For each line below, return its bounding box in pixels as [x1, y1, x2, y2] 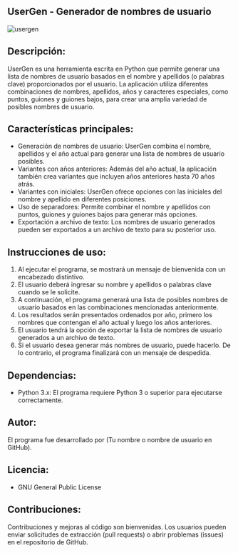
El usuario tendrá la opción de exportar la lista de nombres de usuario [17, 326, 222, 334]
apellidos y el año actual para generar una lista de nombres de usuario [17, 149, 225, 158]
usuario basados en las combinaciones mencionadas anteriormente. [17, 303, 219, 312]
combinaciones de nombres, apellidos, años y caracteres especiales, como [7, 87, 229, 96]
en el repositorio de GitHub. [7, 537, 89, 546]
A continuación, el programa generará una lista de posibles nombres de [17, 296, 228, 304]
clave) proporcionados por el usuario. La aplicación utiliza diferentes [7, 79, 209, 88]
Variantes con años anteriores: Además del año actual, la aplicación [17, 164, 217, 174]
